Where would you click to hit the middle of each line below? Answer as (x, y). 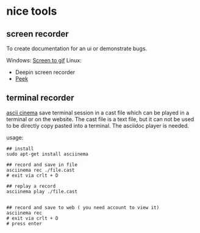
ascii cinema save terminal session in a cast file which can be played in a (98, 113)
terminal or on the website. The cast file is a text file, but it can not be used (100, 119)
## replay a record (31, 186)
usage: (15, 137)
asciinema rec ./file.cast (41, 170)
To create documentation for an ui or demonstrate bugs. (77, 48)
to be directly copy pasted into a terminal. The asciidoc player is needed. (98, 125)
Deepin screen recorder (45, 72)
